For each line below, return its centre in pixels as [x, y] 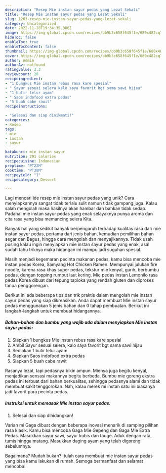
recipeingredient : [24, 79]
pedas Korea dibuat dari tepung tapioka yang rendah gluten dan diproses [80, 280]
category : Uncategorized [31, 24]
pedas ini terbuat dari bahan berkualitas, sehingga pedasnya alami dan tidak [83, 381]
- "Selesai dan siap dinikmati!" [40, 115]
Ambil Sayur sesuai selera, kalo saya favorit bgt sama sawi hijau [77, 345]
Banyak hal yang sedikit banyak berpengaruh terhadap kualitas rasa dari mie [83, 229]
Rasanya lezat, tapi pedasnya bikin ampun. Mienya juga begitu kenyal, [76, 371]
